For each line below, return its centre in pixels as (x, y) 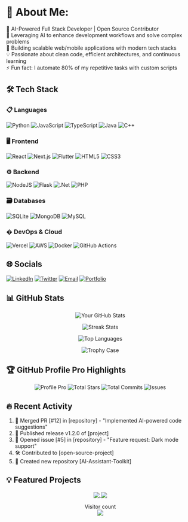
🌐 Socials (24, 264)
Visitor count (100, 507)
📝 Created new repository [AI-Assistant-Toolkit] (73, 462)
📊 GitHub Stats (35, 298)
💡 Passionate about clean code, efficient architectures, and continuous (93, 54)
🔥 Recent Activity (39, 406)
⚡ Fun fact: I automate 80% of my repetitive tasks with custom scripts (92, 68)
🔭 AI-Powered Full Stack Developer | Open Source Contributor (83, 29)
